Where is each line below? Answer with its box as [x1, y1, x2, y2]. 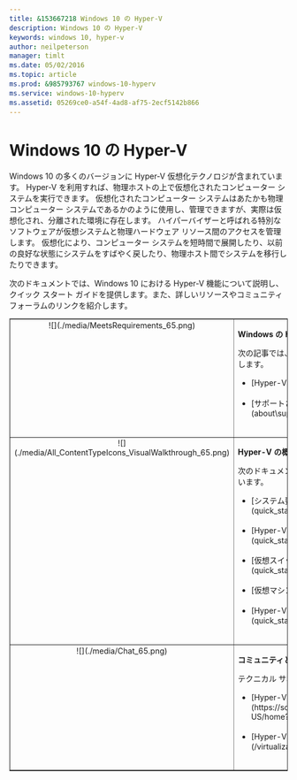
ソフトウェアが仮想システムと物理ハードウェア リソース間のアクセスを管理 [9, 226, 282, 237]
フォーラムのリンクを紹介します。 [9, 301, 133, 311]
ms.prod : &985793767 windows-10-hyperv [9, 80, 156, 88]
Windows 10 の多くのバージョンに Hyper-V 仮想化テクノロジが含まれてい [9, 171, 276, 181]
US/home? [250, 711, 290, 722]
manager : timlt [9, 51, 65, 61]
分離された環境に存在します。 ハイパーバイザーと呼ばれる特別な [48, 215, 281, 226]
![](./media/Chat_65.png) [76, 646, 168, 656]
